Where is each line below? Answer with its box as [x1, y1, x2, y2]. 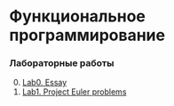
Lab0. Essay [21, 77, 67, 88]
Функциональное [9, 6, 146, 27]
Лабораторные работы [9, 57, 115, 69]
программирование [9, 25, 166, 45]
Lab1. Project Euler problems [21, 86, 127, 97]
